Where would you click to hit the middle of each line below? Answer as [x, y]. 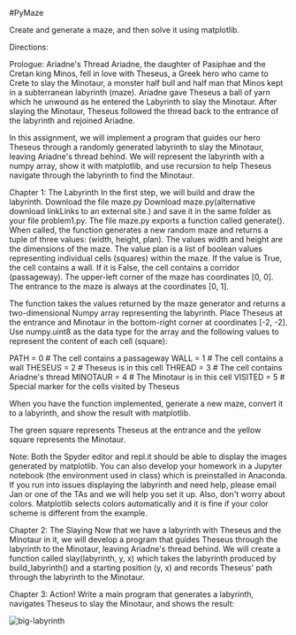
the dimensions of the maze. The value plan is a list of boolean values [136, 249]
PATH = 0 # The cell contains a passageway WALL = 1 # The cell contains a [146, 358]
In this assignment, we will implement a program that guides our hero [135, 138]
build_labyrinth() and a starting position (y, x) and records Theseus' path [140, 568]
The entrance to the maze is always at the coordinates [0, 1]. [119, 286]
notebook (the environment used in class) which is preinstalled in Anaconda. [148, 475]
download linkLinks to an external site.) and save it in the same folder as [140, 211]
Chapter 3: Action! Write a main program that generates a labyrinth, [132, 594]
